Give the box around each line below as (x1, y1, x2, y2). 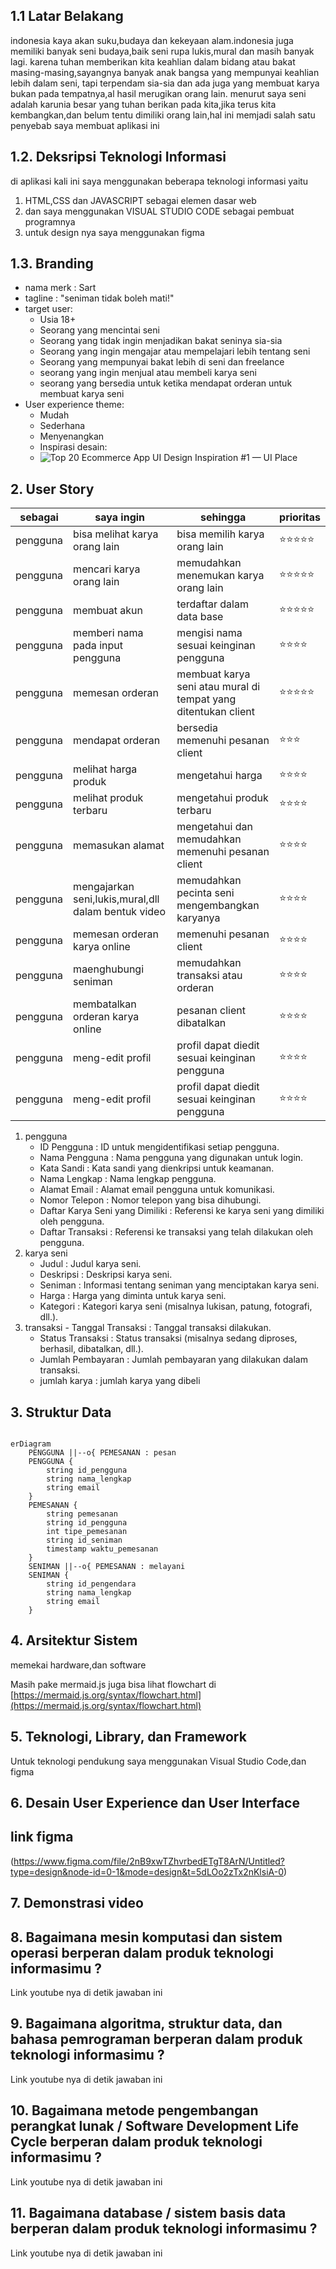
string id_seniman (46, 1535, 123, 1546)
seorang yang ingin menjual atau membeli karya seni (39, 367, 257, 379)
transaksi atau (176, 969, 243, 983)
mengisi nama (176, 626, 243, 640)
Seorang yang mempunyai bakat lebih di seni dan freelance (39, 356, 285, 368)
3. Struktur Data (10, 1404, 112, 1421)
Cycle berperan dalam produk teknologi (10, 2134, 263, 2151)
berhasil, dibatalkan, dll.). (39, 1343, 144, 1355)
